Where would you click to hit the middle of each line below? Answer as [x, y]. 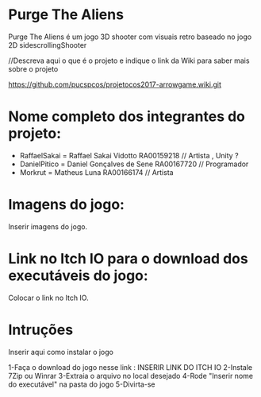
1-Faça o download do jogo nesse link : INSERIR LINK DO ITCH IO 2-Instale [130, 367]
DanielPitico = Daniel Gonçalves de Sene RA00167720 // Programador [134, 164]
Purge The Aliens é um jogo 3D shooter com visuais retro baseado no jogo [130, 37]
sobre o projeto [33, 68]
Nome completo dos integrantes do [127, 117]
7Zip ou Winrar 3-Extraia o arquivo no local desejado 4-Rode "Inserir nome [131, 376]
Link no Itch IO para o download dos [128, 259]
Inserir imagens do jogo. [48, 226]
